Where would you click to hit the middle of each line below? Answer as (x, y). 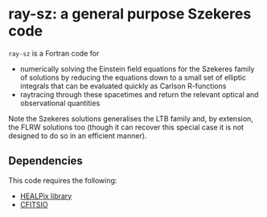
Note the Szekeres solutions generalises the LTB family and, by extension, (131, 118)
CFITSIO (34, 204)
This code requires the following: (63, 180)
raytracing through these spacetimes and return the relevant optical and (139, 94)
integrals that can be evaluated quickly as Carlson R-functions (123, 86)
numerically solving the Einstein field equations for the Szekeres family (137, 68)
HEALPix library (46, 196)
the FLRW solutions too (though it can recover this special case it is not (126, 127)
